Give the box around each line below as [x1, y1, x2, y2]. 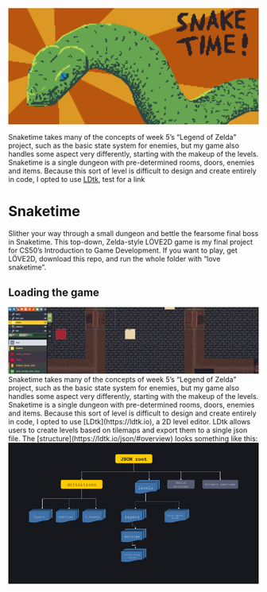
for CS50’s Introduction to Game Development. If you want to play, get [8, 246, 238, 255]
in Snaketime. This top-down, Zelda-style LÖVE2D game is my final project [8, 238, 253, 247]
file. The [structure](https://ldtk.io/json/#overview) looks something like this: [8, 434, 258, 443]
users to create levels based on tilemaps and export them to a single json [8, 425, 248, 435]
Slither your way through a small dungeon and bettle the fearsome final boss [8, 229, 259, 238]
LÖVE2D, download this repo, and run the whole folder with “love [8, 254, 221, 264]
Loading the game [8, 285, 99, 299]
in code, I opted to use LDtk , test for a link [8, 175, 145, 184]
